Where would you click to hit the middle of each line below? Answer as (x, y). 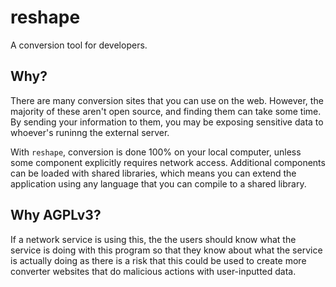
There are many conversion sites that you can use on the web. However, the (167, 100)
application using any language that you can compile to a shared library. (158, 183)
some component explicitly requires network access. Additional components (168, 162)
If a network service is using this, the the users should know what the (153, 239)
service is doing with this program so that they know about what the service (166, 250)
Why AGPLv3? (56, 215)
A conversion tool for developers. (79, 45)
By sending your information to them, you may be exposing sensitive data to (167, 122)
